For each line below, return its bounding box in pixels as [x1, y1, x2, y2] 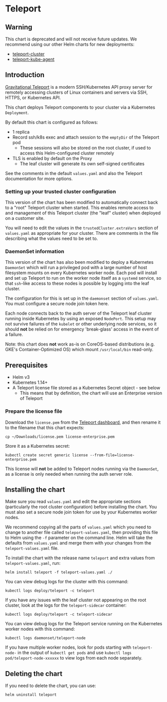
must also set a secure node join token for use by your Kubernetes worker [5, 509, 157, 515]
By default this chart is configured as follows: [5, 119, 98, 125]
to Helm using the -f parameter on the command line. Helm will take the [5, 534, 153, 541]
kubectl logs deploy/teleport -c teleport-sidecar [5, 612, 113, 617]
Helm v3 [12, 374, 30, 380]
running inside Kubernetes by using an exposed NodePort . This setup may [5, 316, 156, 322]
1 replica [12, 129, 30, 135]
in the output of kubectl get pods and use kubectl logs [17, 650, 132, 656]
